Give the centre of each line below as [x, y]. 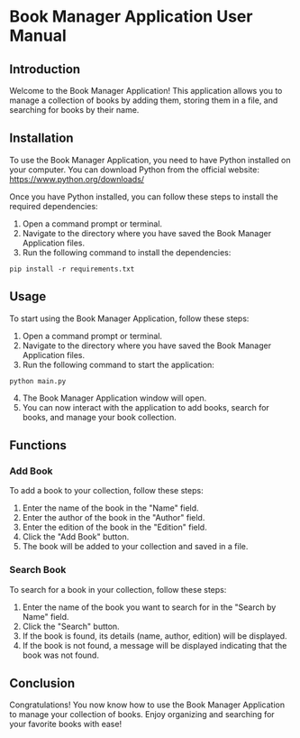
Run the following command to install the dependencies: [127, 252]
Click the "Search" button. [71, 626]
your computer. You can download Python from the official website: [134, 170]
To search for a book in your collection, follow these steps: [118, 589]
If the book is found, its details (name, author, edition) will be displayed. [155, 636]
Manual [38, 36]
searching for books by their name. [74, 110]
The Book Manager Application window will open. [114, 398]
